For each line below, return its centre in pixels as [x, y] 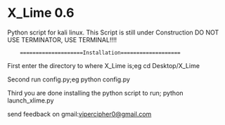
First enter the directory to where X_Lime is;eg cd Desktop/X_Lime [104, 65]
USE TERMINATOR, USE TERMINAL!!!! [62, 39]
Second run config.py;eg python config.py [69, 79]
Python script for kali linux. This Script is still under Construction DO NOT [113, 32]
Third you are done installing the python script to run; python [96, 93]
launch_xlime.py [31, 100]
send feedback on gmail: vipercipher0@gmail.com [79, 114]
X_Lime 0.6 [41, 13]
